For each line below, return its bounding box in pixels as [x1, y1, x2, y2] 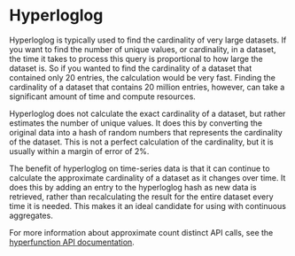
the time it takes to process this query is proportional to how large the [9, 53, 263, 64]
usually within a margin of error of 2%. [9, 145, 150, 156]
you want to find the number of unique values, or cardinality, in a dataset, [9, 43, 276, 54]
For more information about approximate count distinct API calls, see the [9, 227, 274, 237]
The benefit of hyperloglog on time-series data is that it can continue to [9, 163, 270, 174]
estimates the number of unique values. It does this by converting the [9, 117, 263, 128]
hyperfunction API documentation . [9, 237, 135, 247]
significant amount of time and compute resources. [9, 90, 197, 102]
